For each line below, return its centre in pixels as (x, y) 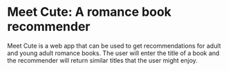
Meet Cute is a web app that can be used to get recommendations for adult (114, 45)
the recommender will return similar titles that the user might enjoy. (103, 60)
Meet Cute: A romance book (89, 12)
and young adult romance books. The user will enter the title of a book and (113, 53)
